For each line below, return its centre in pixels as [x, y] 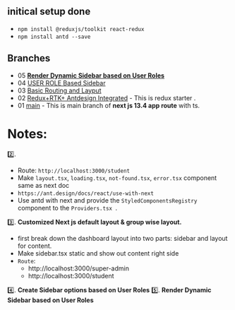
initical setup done [49, 12]
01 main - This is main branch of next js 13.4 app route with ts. [108, 105]
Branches [29, 58]
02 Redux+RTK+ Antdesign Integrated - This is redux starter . [107, 97]
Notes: [28, 134]
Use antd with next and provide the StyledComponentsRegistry [107, 200]
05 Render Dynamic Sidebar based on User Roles [91, 75]
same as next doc [43, 185]
